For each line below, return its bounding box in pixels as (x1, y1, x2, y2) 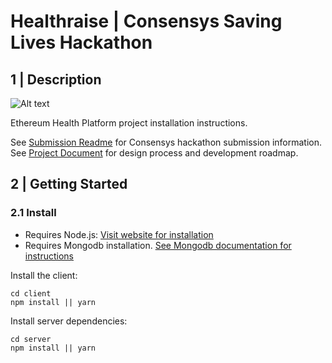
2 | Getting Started (10, 176, 128, 193)
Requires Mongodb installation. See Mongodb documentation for (24, 239, 292, 251)
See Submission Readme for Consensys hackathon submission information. (10, 136, 323, 148)
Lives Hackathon (10, 31, 153, 54)
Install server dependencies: (10, 315, 128, 327)
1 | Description (10, 71, 102, 88)
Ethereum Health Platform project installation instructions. (10, 117, 248, 129)
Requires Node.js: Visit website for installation (24, 228, 214, 240)
